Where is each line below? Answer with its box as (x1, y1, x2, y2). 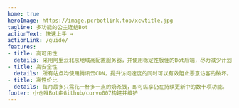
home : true (7, 10, 40, 18)
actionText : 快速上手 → (7, 30, 73, 38)
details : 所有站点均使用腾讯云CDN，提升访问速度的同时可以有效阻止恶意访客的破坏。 (14, 70, 233, 77)
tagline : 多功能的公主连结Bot (7, 23, 89, 31)
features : (7, 43, 37, 50)
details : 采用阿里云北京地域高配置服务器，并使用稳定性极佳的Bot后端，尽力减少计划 (14, 57, 233, 64)
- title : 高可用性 (7, 50, 58, 58)
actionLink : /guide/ (7, 37, 69, 44)
